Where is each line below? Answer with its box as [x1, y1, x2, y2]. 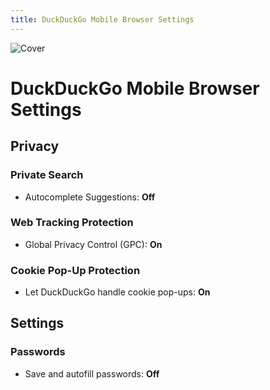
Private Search [10, 168, 84, 182]
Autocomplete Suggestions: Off [24, 191, 156, 203]
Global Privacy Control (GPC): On [24, 238, 163, 250]
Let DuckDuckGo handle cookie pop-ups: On [24, 286, 211, 298]
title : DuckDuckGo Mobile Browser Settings [10, 14, 195, 25]
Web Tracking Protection [10, 216, 134, 230]
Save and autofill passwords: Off [24, 367, 160, 380]
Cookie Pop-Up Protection [10, 263, 141, 277]
